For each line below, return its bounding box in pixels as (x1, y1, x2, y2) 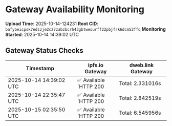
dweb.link (130, 61, 154, 69)
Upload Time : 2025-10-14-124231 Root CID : (5, 20, 98, 27)
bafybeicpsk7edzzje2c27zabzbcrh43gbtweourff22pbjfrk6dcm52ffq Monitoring (5, 26, 166, 32)
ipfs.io (88, 61, 104, 69)
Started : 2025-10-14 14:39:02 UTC (5, 31, 79, 37)
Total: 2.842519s (119, 94, 161, 101)
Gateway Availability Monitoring (5, 4, 145, 15)
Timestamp (26, 65, 55, 72)
